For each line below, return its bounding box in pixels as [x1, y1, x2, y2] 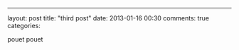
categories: [7, 22, 41, 30]
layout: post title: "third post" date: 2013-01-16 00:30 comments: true [7, 14, 210, 22]
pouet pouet [7, 35, 43, 43]
